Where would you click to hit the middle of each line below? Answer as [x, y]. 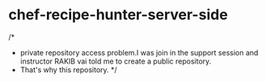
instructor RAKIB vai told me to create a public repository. [116, 61]
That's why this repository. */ [68, 69]
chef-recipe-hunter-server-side [118, 15]
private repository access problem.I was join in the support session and [139, 52]
